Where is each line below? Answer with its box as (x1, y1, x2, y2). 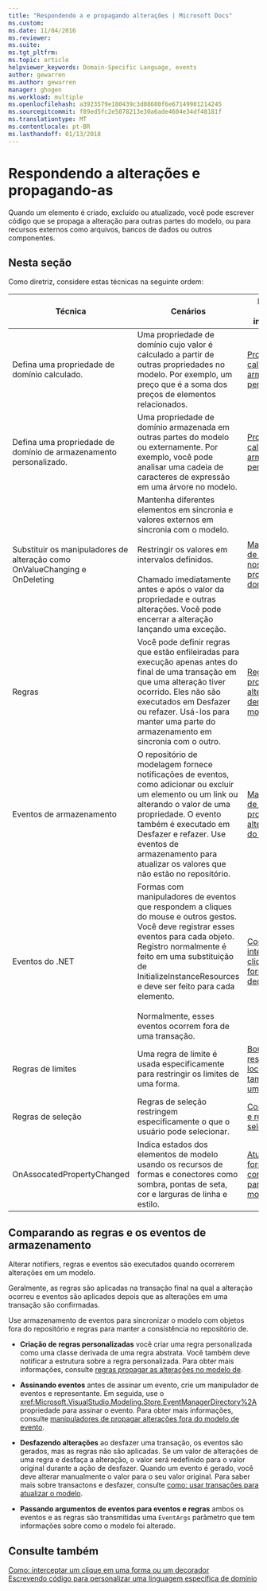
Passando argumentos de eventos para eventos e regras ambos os (19, 1504, 245, 1514)
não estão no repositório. (137, 868, 230, 879)
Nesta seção (8, 255, 72, 269)
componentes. (8, 232, 56, 243)
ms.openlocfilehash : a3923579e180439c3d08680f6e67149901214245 (8, 100, 222, 108)
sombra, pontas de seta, (137, 1179, 228, 1190)
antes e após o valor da (137, 584, 225, 595)
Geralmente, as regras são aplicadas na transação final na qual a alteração (8, 1283, 253, 1293)
